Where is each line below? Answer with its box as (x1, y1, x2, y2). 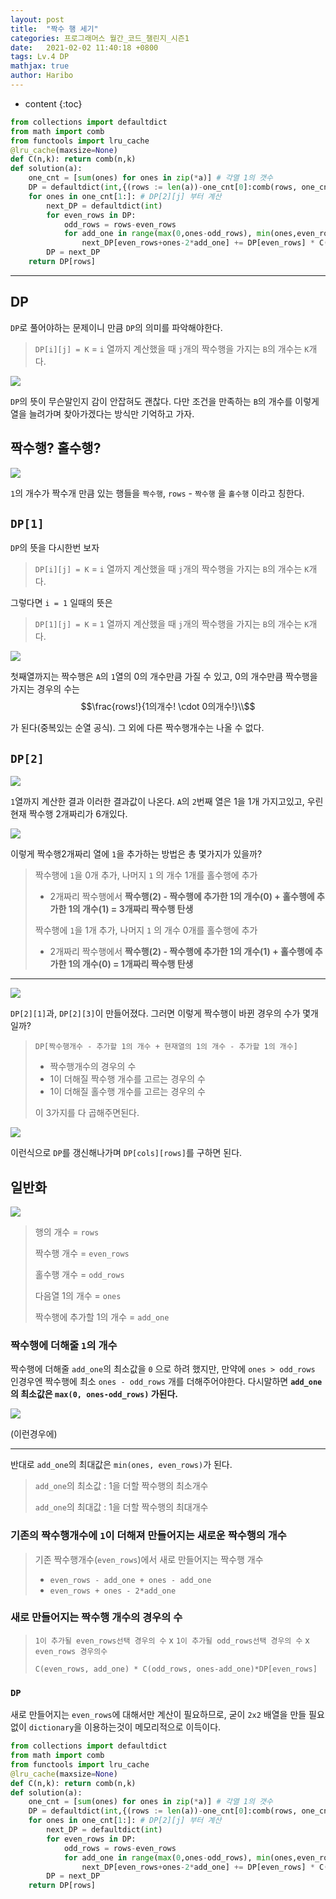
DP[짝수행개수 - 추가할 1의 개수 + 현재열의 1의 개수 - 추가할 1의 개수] (34, 1042, 298, 1052)
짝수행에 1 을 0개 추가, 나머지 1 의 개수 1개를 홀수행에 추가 (34, 869, 258, 881)
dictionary (28, 1723, 75, 1733)
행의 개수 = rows (34, 1226, 100, 1238)
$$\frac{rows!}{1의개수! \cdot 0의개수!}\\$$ (80, 701, 256, 713)
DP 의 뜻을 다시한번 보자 (10, 542, 100, 554)
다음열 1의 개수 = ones (34, 1289, 122, 1301)
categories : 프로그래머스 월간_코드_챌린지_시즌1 (10, 33, 190, 43)
